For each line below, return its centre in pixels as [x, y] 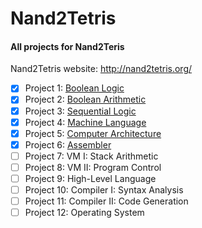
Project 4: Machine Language [85, 122]
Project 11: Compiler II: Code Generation [106, 201]
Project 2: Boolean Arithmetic [85, 99]
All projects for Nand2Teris [67, 46]
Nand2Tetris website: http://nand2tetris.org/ [101, 69]
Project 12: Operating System [84, 213]
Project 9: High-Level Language [90, 178]
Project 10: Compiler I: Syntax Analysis [104, 189]
